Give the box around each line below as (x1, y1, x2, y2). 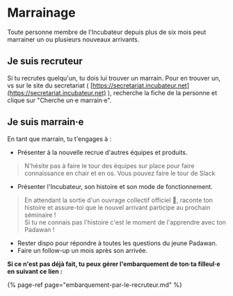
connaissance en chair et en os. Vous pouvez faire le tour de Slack (24, 169, 216, 177)
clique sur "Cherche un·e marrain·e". (7, 96, 112, 104)
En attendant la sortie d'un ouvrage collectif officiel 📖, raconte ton (24, 196, 214, 204)
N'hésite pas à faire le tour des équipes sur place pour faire (24, 161, 195, 170)
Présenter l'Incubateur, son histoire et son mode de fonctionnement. (17, 182, 214, 190)
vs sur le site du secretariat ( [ (7, 81, 93, 90)
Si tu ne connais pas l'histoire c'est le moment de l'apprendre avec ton (24, 217, 226, 227)
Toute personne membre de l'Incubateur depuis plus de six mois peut (7, 28, 207, 36)
